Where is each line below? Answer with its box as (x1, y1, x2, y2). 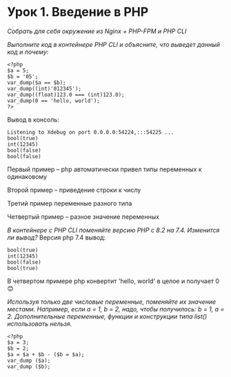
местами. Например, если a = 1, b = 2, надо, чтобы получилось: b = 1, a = (7, 304, 225, 313)
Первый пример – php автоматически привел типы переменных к (7, 165, 202, 173)
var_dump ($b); (7, 363, 51, 370)
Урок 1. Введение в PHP (7, 4, 149, 20)
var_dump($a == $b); (7, 79, 67, 86)
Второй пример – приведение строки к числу (7, 186, 141, 194)
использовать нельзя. (7, 319, 72, 328)
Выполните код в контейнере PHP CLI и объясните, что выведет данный (7, 40, 221, 48)
